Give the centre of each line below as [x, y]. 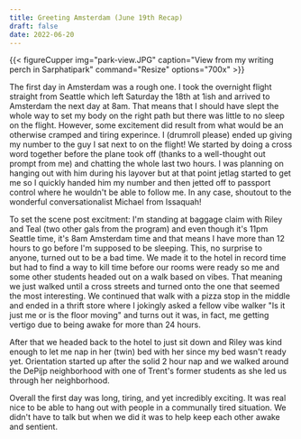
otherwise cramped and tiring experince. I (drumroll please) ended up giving [151, 135]
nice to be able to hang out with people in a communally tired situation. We [148, 407]
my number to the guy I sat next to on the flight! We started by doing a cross [151, 144]
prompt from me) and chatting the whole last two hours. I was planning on [146, 164]
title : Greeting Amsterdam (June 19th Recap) [96, 18]
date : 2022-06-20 [42, 34]
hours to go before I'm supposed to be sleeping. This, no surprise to [136, 248]
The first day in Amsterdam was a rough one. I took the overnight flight [141, 87]
